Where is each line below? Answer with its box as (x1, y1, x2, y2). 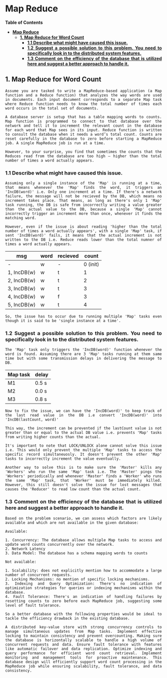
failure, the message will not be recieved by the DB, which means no (5, 194, 162, 199)
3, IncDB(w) (7, 285, 36, 292)
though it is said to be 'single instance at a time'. (5, 319, 121, 324)
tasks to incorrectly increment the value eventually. (5, 456, 121, 461)
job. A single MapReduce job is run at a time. (5, 140, 106, 146)
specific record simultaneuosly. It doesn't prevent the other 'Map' (5, 452, 162, 457)
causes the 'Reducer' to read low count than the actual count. (5, 487, 141, 492)
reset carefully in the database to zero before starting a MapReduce (5, 136, 162, 141)
